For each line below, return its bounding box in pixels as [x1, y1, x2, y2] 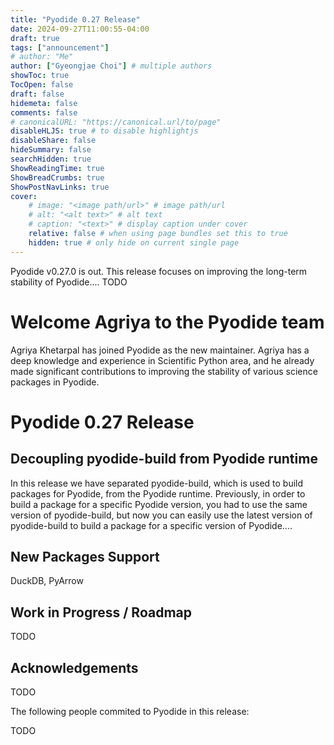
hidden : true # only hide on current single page [28, 237, 240, 248]
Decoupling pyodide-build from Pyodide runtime [10, 451, 318, 468]
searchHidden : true [10, 154, 92, 164]
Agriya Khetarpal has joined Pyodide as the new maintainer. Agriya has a [10, 344, 310, 356]
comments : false [10, 107, 78, 118]
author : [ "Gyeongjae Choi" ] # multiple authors [10, 61, 213, 71]
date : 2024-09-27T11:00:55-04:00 [10, 24, 150, 34]
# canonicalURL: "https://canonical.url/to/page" [10, 117, 222, 127]
